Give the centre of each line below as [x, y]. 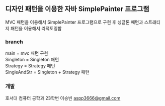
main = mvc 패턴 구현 [27, 53]
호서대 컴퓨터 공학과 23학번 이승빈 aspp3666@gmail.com [63, 98]
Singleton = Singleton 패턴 [32, 60]
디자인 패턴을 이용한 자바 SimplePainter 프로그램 [77, 9]
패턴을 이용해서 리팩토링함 [36, 28]
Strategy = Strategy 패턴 [30, 66]
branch [14, 42]
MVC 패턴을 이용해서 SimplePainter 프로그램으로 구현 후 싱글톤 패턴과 [74, 22]
